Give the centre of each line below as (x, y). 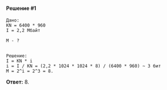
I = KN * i (19, 61)
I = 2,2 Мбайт (23, 31)
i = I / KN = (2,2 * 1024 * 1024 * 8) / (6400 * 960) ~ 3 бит (83, 66)
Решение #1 (21, 8)
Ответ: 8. (18, 82)
